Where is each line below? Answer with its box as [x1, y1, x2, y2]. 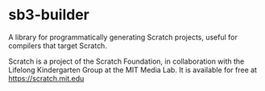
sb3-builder [8, 6, 90, 24]
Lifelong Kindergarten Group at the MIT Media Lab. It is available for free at [8, 64, 258, 74]
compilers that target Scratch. [8, 40, 107, 50]
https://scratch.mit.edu [8, 73, 85, 83]
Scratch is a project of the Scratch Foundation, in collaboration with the [8, 56, 245, 66]
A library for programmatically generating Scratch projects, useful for [8, 32, 238, 42]
